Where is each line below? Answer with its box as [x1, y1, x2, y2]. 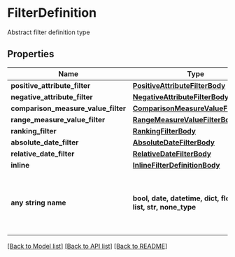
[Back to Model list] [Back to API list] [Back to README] [7, 242, 168, 250]
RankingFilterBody [132, 126, 196, 135]
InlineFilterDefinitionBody [132, 160, 220, 170]
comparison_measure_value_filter [10, 103, 127, 113]
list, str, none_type [132, 202, 197, 212]
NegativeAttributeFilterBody [132, 92, 229, 102]
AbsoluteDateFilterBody [132, 138, 215, 147]
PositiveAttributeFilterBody [132, 80, 226, 90]
